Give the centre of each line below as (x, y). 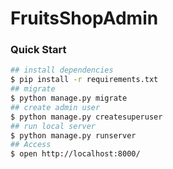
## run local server (53, 126)
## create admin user (55, 107)
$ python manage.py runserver (73, 135)
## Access (31, 145)
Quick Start (38, 50)
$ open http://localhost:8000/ (75, 154)
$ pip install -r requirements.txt (84, 80)
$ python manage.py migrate (69, 98)
